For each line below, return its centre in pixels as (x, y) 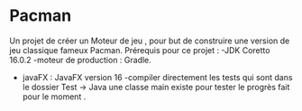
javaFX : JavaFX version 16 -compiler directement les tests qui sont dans (157, 77)
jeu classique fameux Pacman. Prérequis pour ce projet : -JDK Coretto (140, 50)
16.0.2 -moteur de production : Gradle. (80, 60)
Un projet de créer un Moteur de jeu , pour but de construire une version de (150, 41)
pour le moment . (54, 97)
